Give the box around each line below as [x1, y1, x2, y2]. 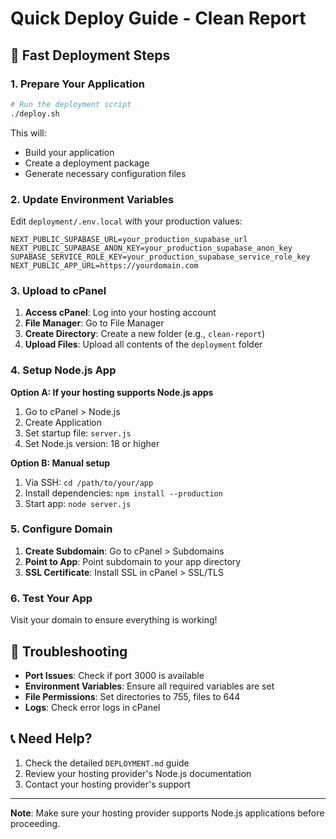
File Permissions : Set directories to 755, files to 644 [24, 690, 241, 702]
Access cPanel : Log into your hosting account [24, 307, 217, 319]
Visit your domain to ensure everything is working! [10, 614, 218, 626]
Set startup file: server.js [24, 427, 132, 439]
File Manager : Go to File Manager [24, 317, 165, 329]
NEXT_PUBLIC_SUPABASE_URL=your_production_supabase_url [10, 234, 248, 244]
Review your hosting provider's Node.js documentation [24, 767, 252, 779]
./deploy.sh [10, 108, 60, 119]
